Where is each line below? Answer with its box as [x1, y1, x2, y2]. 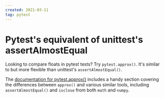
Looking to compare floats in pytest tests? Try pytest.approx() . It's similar [5, 61, 160, 67]
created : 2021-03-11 [5, 7, 49, 13]
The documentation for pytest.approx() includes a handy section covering [5, 76, 159, 82]
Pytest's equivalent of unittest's [5, 34, 143, 45]
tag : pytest [5, 12, 30, 17]
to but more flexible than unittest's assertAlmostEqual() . [5, 67, 122, 73]
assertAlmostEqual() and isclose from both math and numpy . [5, 87, 130, 93]
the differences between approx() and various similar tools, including [5, 82, 149, 88]
